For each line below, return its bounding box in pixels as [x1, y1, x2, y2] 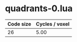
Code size [7, 21, 32, 27]
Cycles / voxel [36, 21, 70, 27]
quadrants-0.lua [5, 3, 73, 14]
